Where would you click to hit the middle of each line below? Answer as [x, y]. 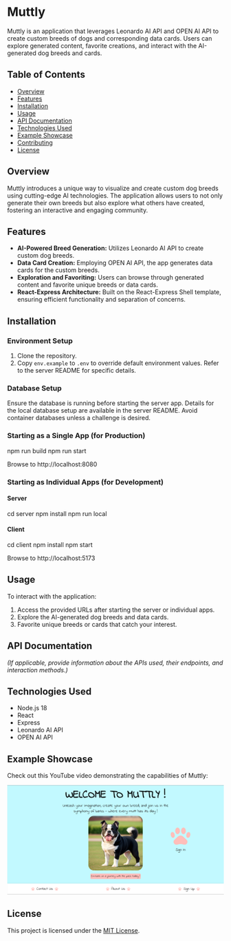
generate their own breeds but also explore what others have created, [106, 203]
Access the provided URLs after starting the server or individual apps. [116, 610]
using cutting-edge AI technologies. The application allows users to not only [115, 195]
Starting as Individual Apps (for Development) [85, 482]
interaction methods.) [38, 670]
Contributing [35, 143]
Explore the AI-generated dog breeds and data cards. [93, 617]
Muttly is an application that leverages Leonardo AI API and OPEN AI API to [113, 31]
